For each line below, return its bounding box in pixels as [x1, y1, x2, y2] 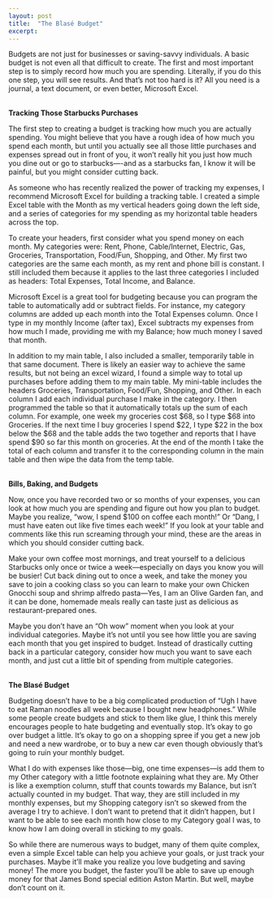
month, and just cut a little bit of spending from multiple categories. [8, 656, 234, 666]
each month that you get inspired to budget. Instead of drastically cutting [8, 639, 253, 649]
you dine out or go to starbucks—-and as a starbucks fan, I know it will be [8, 159, 256, 168]
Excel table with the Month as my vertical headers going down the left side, [8, 200, 260, 210]
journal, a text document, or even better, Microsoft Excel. [8, 84, 199, 93]
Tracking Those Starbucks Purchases [8, 108, 139, 118]
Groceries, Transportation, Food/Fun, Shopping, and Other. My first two [8, 250, 248, 260]
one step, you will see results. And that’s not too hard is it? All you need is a [8, 75, 260, 85]
